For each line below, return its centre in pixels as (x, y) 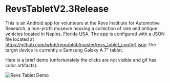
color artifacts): (22, 65)
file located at (20, 39)
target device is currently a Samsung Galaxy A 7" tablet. (65, 50)
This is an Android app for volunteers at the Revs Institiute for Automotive (83, 23)
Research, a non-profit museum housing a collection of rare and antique (81, 28)
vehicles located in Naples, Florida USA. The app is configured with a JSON (85, 34)
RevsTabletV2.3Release (57, 9)
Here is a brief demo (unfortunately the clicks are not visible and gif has (81, 60)
